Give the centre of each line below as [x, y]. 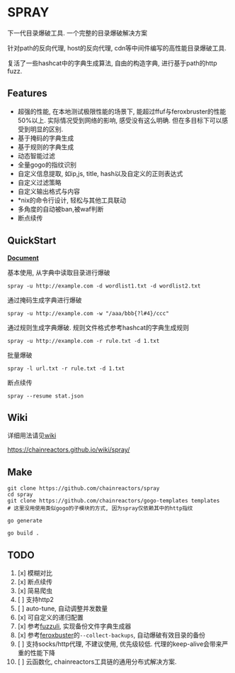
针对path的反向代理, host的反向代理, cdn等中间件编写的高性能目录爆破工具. [117, 48]
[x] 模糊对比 [35, 573]
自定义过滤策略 [39, 182]
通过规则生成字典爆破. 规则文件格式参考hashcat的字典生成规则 [98, 327]
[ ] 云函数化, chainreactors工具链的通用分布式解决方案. [97, 662]
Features [27, 93]
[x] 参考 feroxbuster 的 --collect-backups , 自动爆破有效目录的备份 [111, 635]
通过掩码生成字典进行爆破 [45, 300]
